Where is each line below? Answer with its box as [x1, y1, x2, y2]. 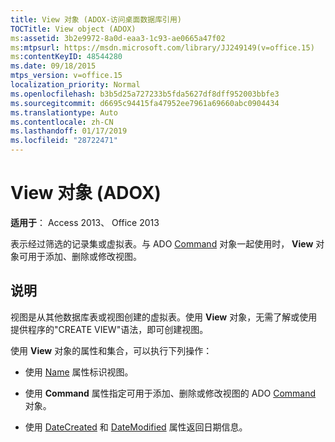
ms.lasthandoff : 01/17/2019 [10, 126, 128, 136]
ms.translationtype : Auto [10, 107, 118, 118]
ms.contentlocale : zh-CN [10, 117, 114, 127]
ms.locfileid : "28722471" [10, 136, 118, 146]
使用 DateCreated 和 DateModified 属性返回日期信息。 [24, 421, 248, 433]
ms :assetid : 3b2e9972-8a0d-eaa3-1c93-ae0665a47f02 [10, 33, 226, 43]
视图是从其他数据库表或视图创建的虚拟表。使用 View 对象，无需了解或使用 [10, 311, 318, 323]
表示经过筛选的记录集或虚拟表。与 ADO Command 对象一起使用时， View [10, 237, 314, 250]
